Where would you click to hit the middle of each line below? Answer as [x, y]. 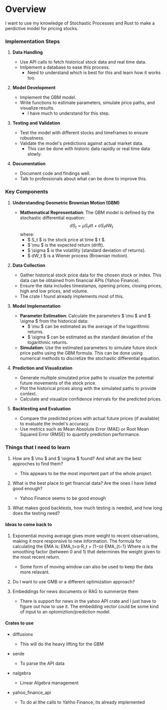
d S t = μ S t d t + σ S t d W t [91, 226]
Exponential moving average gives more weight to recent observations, [86, 536]
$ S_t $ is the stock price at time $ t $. [66, 240]
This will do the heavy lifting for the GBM [62, 644]
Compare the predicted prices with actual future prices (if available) [90, 419]
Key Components [27, 192]
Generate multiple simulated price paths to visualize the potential [87, 378]
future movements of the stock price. [58, 383]
